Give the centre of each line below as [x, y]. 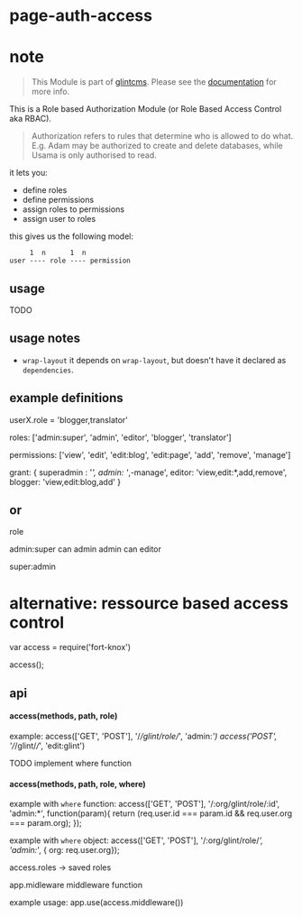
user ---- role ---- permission [70, 261]
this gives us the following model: [71, 236]
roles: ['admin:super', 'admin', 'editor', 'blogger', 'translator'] [120, 437]
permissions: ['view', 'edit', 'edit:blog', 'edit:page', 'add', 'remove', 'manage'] [150, 454]
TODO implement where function [71, 763]
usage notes [45, 339]
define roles [45, 190]
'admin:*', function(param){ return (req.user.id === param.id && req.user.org [151, 813]
